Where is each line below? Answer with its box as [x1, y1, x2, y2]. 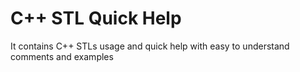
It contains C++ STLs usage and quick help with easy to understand [10, 40, 290, 52]
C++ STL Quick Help [10, 7, 182, 30]
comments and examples [10, 50, 114, 62]
